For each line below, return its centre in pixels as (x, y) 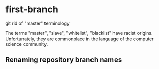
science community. (27, 44)
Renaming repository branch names (64, 60)
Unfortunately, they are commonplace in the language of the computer (80, 39)
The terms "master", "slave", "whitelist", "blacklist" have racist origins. (79, 33)
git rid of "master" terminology (38, 23)
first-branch (32, 9)
